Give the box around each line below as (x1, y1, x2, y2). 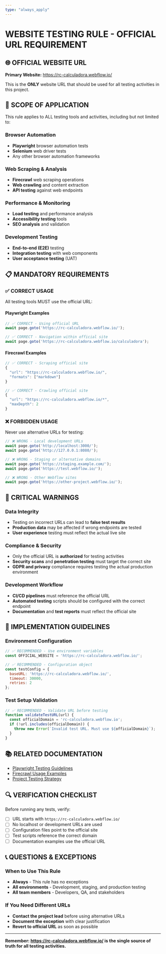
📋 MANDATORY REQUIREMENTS (5, 270, 110, 279)
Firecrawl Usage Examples (12, 771, 67, 777)
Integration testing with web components (12, 250, 98, 256)
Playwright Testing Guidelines (12, 765, 73, 771)
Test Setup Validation (5, 697, 58, 704)
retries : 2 (9, 680, 32, 685)
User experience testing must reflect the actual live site (12, 529, 126, 536)
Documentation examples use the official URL (12, 838, 105, 844)
